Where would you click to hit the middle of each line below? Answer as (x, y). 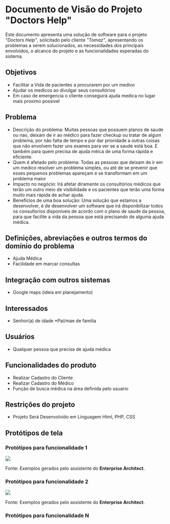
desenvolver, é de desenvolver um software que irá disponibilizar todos (88, 205)
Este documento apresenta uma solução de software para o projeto (76, 34)
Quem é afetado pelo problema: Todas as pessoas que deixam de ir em (88, 162)
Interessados (27, 308)
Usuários (20, 337)
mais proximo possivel (36, 101)
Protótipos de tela (34, 433)
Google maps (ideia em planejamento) (53, 292)
